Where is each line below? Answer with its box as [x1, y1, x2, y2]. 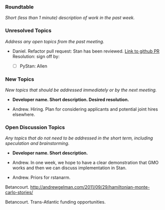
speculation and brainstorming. [5, 140, 70, 146]
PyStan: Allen [19, 63, 47, 69]
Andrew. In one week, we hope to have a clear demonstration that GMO [12, 160, 159, 166]
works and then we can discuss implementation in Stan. [12, 165, 127, 171]
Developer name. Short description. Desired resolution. [12, 96, 129, 102]
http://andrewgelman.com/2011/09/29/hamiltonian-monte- [30, 184, 150, 190]
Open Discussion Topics [5, 124, 65, 131]
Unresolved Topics [5, 27, 52, 34]
